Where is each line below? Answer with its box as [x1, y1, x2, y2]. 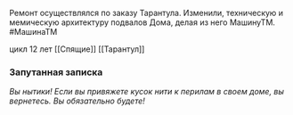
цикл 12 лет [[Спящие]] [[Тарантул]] [9, 44, 145, 54]
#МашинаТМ [9, 27, 58, 37]
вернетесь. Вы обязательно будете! [9, 95, 145, 106]
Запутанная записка [9, 66, 103, 78]
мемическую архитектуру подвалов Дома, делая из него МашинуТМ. [9, 17, 276, 28]
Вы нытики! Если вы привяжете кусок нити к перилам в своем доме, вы [9, 86, 285, 97]
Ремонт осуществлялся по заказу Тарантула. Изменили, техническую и [9, 8, 283, 18]
